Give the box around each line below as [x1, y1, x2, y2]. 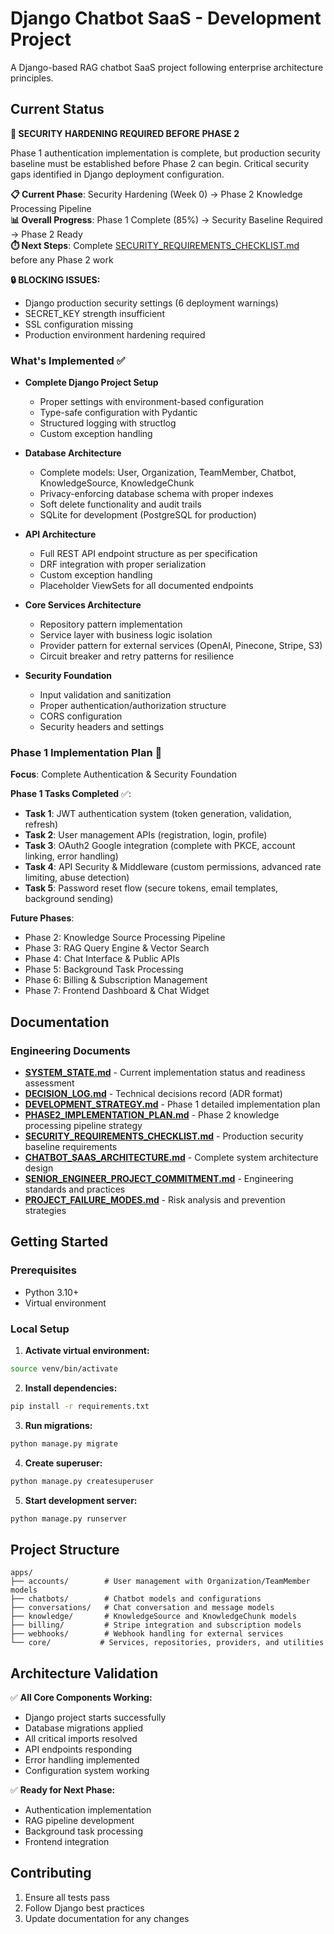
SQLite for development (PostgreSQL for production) [39, 509, 257, 521]
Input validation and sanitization [39, 689, 172, 701]
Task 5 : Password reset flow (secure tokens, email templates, [24, 882, 279, 894]
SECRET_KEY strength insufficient [24, 307, 165, 319]
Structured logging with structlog [39, 417, 177, 429]
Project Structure [10, 1541, 120, 1558]
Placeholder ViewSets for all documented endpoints [39, 580, 254, 592]
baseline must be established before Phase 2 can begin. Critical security [10, 157, 310, 169]
